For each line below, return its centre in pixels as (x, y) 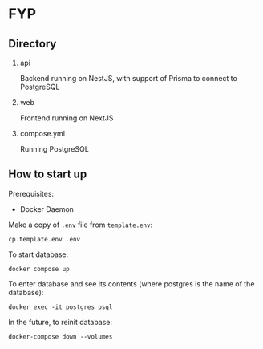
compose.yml (42, 134)
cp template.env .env (45, 239)
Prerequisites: (31, 193)
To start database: (38, 254)
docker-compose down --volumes (61, 337)
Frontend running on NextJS (67, 118)
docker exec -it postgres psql (61, 307)
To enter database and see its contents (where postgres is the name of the (131, 284)
